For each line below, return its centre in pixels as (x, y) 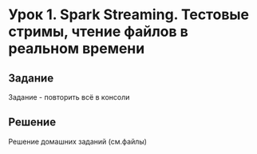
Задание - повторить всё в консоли (69, 97)
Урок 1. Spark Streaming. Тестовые (129, 15)
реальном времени (77, 49)
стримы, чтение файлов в (99, 32)
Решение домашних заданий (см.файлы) (78, 141)
